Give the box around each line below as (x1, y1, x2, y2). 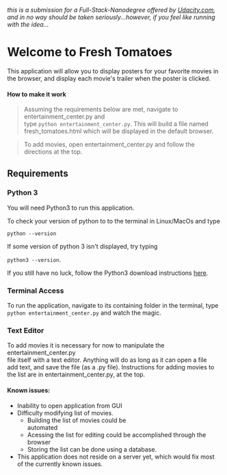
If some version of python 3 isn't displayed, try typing (7, 242, 158, 250)
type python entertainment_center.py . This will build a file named (23, 120, 209, 128)
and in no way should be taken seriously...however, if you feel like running (7, 13, 215, 21)
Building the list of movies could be (27, 416, 126, 424)
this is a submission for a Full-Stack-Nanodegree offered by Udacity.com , (7, 6, 216, 14)
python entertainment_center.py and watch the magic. (7, 308, 162, 317)
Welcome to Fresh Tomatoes (7, 45, 173, 60)
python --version (7, 230, 57, 237)
